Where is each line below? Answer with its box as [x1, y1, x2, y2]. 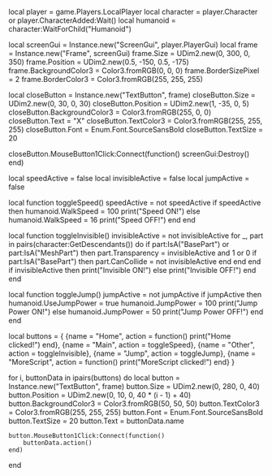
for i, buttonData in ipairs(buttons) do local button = [8, 373, 181, 383]
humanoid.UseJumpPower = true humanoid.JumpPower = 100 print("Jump [8, 298, 258, 308]
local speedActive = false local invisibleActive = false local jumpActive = [8, 174, 250, 183]
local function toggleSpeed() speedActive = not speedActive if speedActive [8, 198, 261, 207]
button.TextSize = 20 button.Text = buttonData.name [8, 416, 185, 426]
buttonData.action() [23, 439, 93, 447]
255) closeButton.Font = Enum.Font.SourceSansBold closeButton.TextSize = [8, 125, 264, 134]
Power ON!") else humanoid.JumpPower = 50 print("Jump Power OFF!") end [8, 307, 264, 316]
